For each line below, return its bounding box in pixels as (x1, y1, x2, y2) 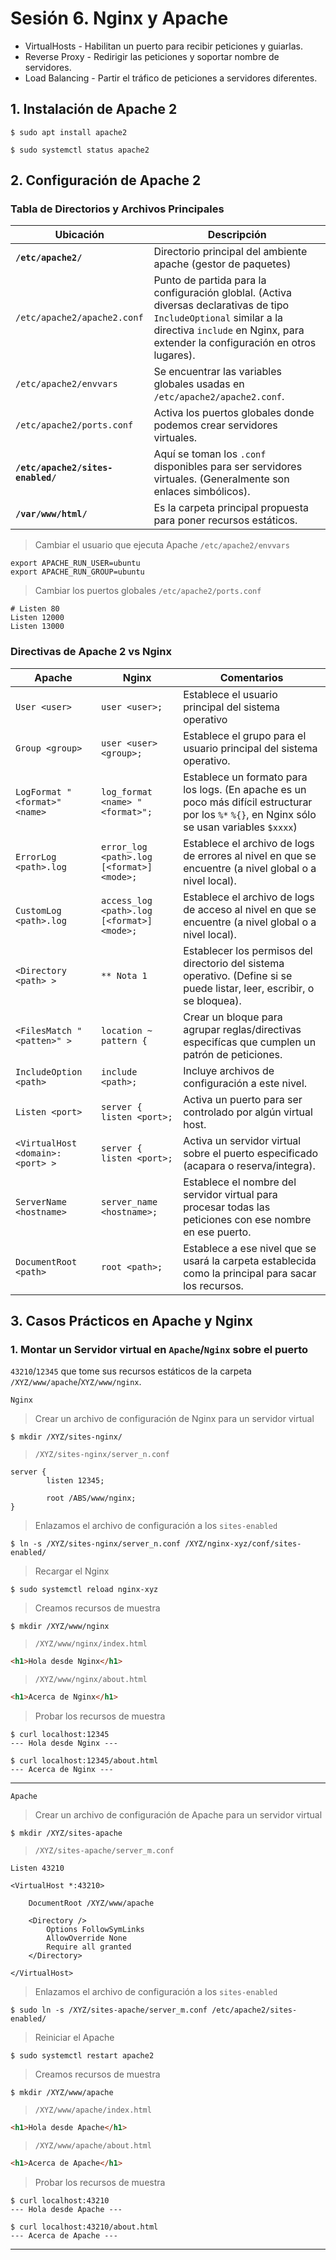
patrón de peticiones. (183, 1047, 283, 1061)
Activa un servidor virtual (183, 1133, 302, 1147)
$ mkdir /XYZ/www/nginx (10, 1622, 110, 1632)
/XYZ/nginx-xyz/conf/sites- (184, 1539, 302, 1549)
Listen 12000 (10, 613, 65, 623)
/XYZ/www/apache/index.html (34, 2105, 152, 2116)
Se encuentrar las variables (153, 365, 282, 379)
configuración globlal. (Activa (153, 286, 292, 300)
